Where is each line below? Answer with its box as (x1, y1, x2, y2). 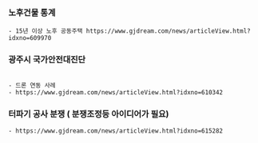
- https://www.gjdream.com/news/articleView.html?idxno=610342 (8, 88, 224, 97)
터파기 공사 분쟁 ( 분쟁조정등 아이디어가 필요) (8, 108, 169, 119)
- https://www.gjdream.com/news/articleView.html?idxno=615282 (8, 126, 224, 135)
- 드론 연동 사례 (8, 81, 56, 89)
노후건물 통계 (8, 6, 56, 18)
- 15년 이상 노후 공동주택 (8, 27, 83, 35)
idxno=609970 (8, 34, 52, 42)
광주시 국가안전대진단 (8, 54, 86, 66)
